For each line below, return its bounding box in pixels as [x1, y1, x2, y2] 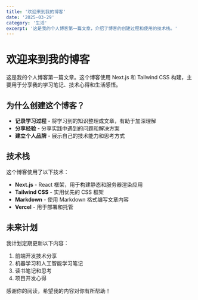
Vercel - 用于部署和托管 [14, 203, 73, 211]
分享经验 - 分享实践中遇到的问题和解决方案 [14, 125, 120, 132]
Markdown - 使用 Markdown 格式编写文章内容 [14, 196, 129, 203]
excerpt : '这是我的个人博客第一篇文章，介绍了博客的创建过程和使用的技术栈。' [6, 25, 178, 32]
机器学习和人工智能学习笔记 [14, 259, 83, 267]
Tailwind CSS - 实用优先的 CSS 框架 [14, 188, 104, 196]
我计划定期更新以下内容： [6, 239, 69, 246]
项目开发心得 [14, 274, 47, 282]
